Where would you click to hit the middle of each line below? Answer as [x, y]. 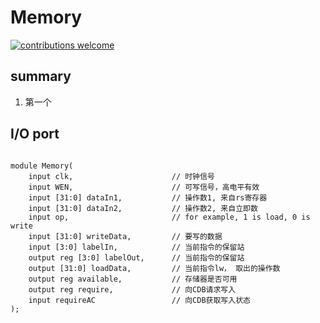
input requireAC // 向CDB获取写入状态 [139, 300]
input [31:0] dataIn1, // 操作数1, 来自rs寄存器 [148, 197]
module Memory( [42, 166]
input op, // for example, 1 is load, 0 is [169, 217]
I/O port [35, 134]
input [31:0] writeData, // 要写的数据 [125, 236]
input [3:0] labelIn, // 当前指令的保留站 [136, 247]
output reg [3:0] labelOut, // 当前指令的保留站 [136, 257]
